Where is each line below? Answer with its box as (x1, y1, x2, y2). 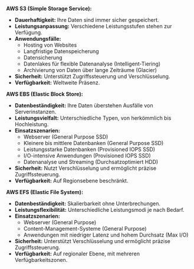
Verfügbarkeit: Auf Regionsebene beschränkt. (14, 177, 129, 184)
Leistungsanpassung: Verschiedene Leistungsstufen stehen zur (14, 23, 172, 29)
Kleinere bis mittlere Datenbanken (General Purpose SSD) (23, 140, 164, 146)
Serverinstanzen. (14, 109, 57, 115)
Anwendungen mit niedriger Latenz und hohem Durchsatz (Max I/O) (23, 231, 189, 238)
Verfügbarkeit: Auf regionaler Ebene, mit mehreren (14, 250, 140, 257)
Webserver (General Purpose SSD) (23, 133, 108, 140)
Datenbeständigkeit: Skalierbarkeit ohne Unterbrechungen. (14, 200, 161, 207)
